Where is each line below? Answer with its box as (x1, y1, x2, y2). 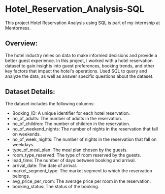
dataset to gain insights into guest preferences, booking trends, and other (5, 63, 155, 68)
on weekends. (12, 131, 41, 137)
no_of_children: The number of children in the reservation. (12, 121, 131, 127)
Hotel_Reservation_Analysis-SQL (5, 3, 144, 15)
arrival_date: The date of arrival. (12, 162, 77, 168)
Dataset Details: (5, 88, 56, 96)
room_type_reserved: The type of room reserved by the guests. (12, 152, 141, 158)
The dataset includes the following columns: (5, 100, 95, 106)
